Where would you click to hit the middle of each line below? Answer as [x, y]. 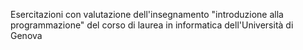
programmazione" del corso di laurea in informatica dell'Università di [152, 25]
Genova [26, 35]
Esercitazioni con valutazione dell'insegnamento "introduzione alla [147, 14]
